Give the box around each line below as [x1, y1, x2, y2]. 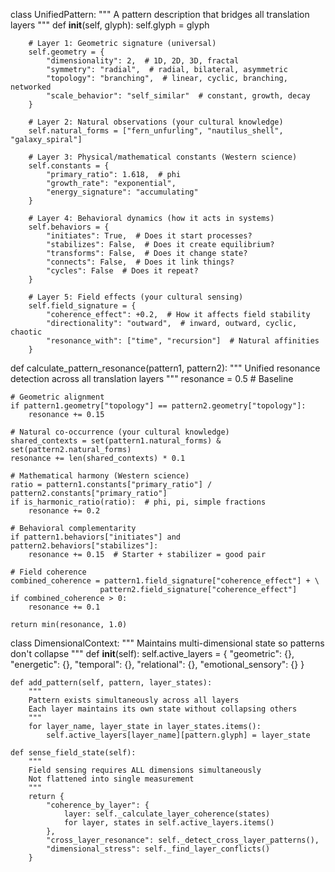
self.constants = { [28, 161, 110, 171]
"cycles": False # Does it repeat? [46, 266, 199, 276]
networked [10, 82, 52, 92]
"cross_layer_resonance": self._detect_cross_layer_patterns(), [46, 835, 320, 845]
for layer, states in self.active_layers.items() [63, 818, 275, 828]
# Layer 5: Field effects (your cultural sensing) [28, 292, 244, 302]
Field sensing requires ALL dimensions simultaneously [28, 765, 262, 775]
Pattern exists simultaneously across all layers [28, 695, 240, 705]
